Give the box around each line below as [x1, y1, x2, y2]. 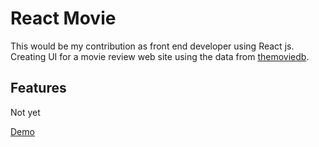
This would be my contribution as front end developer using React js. [10, 40, 295, 52]
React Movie [10, 7, 117, 30]
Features [10, 80, 67, 97]
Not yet [10, 106, 41, 118]
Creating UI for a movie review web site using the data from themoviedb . [10, 50, 310, 62]
